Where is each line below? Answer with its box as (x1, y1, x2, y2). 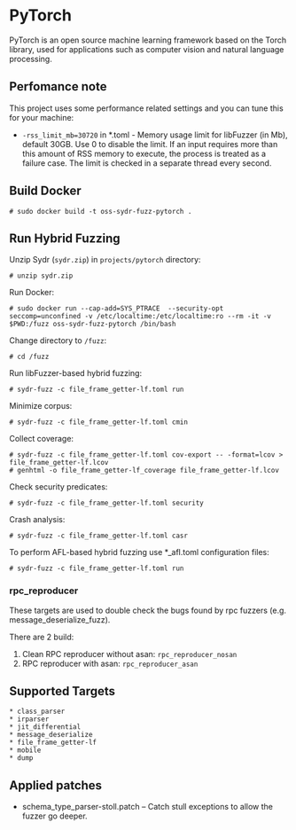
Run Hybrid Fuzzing (9, 231, 121, 246)
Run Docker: (9, 287, 55, 298)
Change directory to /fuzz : (9, 335, 107, 346)
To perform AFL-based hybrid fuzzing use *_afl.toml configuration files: (9, 547, 270, 558)
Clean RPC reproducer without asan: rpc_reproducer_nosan (21, 648, 238, 659)
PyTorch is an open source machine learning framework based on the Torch (9, 35, 286, 45)
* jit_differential (9, 723, 82, 732)
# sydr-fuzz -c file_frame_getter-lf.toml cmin (9, 418, 189, 427)
